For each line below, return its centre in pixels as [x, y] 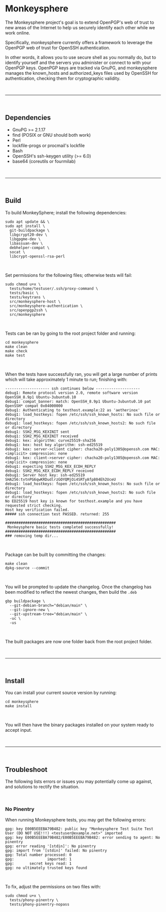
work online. [18, 33]
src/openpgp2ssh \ [29, 310]
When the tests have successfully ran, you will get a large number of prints [81, 374]
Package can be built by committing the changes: [56, 555]
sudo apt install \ [25, 226]
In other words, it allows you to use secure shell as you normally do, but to [81, 57]
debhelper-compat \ [30, 248]
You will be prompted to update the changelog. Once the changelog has [78, 587]
